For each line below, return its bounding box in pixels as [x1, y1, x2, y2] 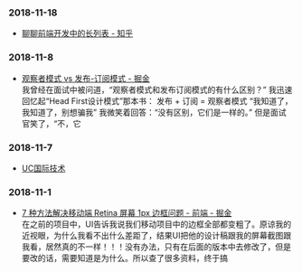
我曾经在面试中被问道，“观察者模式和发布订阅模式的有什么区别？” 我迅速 [21, 84, 293, 95]
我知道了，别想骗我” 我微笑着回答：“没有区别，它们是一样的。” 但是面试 [21, 107, 287, 117]
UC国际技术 [21, 163, 66, 174]
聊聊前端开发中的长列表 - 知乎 [21, 28, 134, 39]
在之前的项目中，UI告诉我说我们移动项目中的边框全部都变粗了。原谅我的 [21, 219, 291, 230]
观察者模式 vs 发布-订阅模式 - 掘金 [21, 72, 150, 83]
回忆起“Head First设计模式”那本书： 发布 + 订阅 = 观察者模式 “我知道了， [21, 95, 293, 106]
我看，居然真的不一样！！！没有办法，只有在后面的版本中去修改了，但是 [21, 241, 291, 252]
